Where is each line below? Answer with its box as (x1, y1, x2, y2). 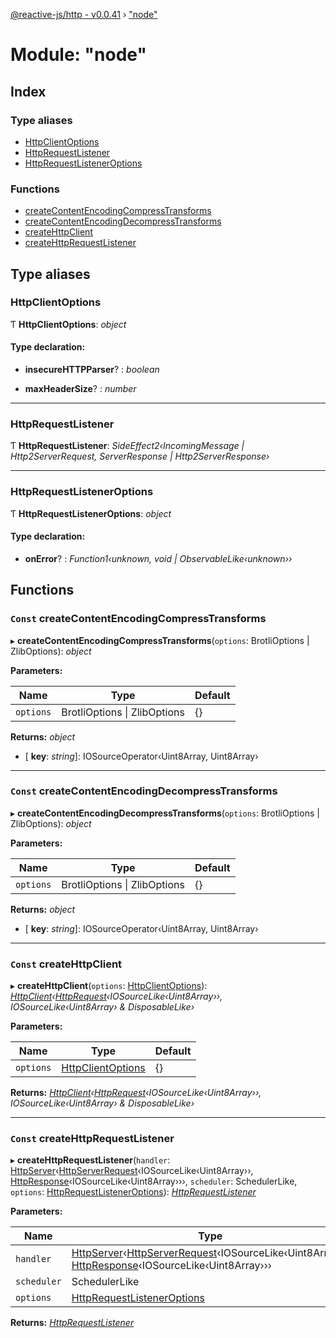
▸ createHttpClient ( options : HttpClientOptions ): (10, 980, 208, 992)
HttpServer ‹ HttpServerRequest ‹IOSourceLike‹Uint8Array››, (10, 1165, 254, 1177)
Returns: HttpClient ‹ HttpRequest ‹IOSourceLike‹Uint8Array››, (10, 1087, 262, 1099)
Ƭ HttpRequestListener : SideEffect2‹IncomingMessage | (10, 440, 245, 452)
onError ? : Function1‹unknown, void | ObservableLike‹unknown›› (24, 552, 293, 564)
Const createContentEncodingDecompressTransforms (10, 784, 278, 798)
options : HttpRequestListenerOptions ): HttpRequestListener (10, 1186, 257, 1198)
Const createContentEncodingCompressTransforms (10, 612, 267, 626)
